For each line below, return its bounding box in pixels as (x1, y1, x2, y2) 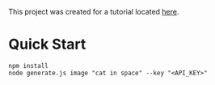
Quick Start (8, 36, 86, 53)
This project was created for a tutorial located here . (8, 7, 179, 16)
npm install (8, 62, 48, 70)
